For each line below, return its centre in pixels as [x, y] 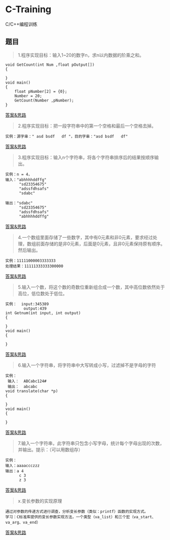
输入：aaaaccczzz [22, 466]
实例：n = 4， [19, 174]
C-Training [28, 9]
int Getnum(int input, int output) [43, 313]
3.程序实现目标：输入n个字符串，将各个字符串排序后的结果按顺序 [86, 157]
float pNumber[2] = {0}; [41, 91]
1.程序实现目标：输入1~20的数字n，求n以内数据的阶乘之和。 [81, 55]
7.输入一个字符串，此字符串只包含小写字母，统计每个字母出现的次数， [91, 443]
